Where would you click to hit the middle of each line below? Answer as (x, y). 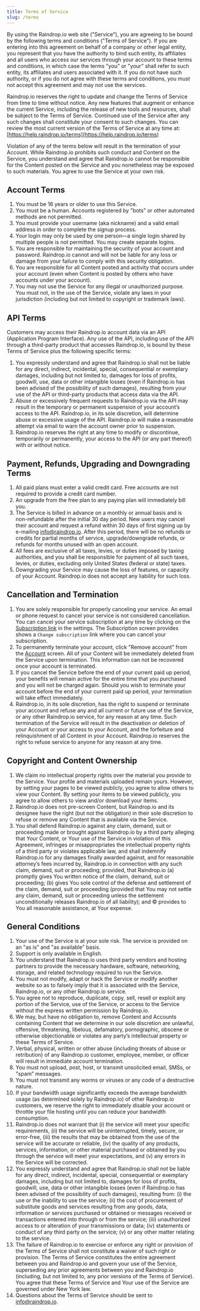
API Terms (26, 318)
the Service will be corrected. (51, 1163)
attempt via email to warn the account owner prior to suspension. (95, 426)
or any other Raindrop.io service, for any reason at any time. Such (96, 717)
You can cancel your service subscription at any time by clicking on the (103, 622)
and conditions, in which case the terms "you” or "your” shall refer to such (98, 66)
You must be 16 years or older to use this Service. (76, 204)
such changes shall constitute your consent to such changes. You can (93, 122)
